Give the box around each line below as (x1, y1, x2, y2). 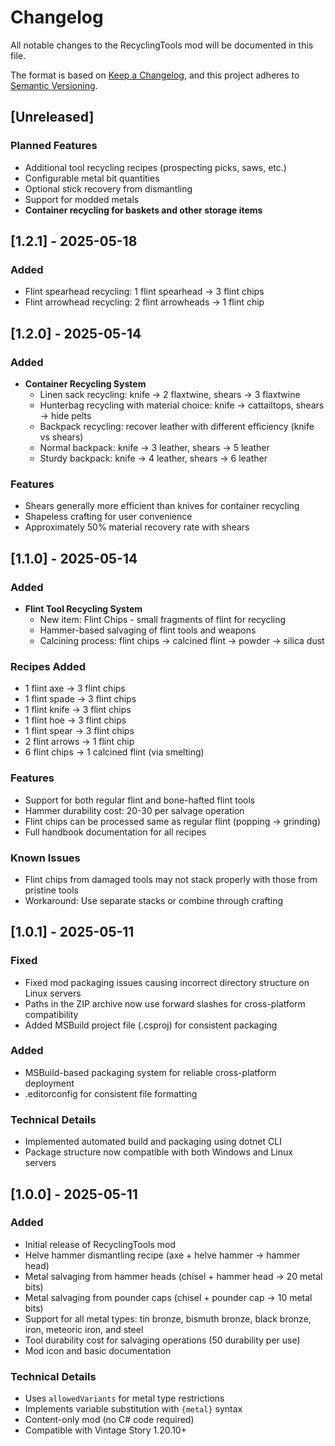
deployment (24, 1077, 75, 1089)
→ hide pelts (39, 410, 92, 421)
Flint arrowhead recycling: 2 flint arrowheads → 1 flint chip (24, 296, 265, 308)
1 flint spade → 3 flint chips (24, 693, 137, 705)
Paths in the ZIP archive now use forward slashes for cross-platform (24, 997, 306, 1010)
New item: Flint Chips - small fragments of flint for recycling (39, 613, 287, 625)
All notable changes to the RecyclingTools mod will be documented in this (10, 39, 314, 51)
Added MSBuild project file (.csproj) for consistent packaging (24, 1019, 278, 1031)
